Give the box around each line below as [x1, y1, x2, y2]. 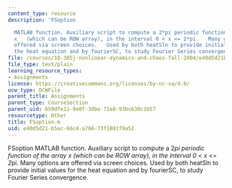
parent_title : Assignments [8, 93, 85, 100]
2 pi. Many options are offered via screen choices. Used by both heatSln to [8, 158, 219, 167]
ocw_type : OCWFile [8, 87, 61, 94]
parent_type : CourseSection [8, 99, 89, 107]
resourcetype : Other [8, 112, 67, 119]
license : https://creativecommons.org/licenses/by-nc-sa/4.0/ [8, 80, 190, 87]
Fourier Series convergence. [8, 173, 89, 181]
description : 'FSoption [8, 17, 76, 23]
